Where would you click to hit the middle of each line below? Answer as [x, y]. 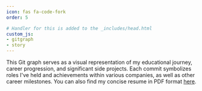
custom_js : [20, 34]
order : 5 [17, 17]
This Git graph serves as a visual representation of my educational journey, [99, 62]
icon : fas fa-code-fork [36, 12]
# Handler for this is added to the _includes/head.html [79, 28]
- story [16, 45]
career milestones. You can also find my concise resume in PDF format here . [101, 81]
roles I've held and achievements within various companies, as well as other [100, 75]
